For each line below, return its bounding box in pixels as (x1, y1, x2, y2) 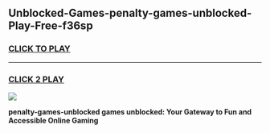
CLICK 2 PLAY (8, 73, 64, 85)
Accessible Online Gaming (8, 115, 99, 125)
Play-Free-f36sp (8, 19, 94, 33)
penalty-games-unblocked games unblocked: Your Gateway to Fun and (8, 106, 252, 116)
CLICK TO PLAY (8, 44, 71, 55)
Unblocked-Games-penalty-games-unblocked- (8, 6, 252, 20)
